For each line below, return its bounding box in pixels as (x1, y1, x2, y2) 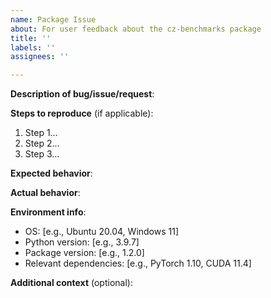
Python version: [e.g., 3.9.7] (24, 236, 140, 248)
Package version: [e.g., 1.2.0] (24, 247, 145, 259)
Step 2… (24, 137, 60, 150)
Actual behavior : (10, 187, 81, 199)
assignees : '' (10, 52, 70, 62)
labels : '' (10, 42, 56, 53)
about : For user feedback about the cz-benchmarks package (10, 24, 262, 34)
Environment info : (10, 206, 87, 218)
